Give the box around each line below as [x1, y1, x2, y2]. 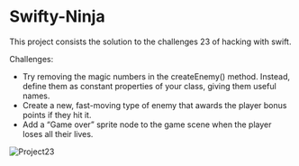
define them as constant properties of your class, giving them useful [22, 80, 276, 91]
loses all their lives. [22, 128, 94, 139]
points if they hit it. [22, 109, 92, 120]
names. [22, 90, 50, 101]
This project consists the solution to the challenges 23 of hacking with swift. [9, 36, 292, 47]
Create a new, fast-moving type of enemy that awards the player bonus [22, 99, 287, 110]
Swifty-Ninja [9, 6, 105, 27]
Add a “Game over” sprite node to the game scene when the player [22, 119, 272, 130]
